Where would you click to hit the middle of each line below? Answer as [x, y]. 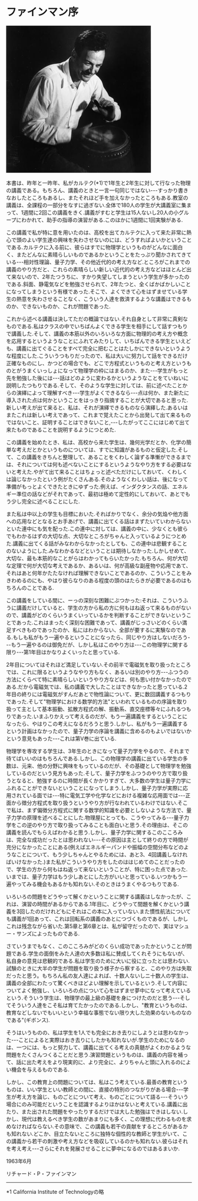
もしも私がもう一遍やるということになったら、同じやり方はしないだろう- [101, 637]
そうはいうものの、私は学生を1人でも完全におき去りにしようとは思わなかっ [98, 1033]
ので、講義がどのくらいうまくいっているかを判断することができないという [96, 615]
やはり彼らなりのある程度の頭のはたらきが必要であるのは [117, 580]
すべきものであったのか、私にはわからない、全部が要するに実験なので [96, 629]
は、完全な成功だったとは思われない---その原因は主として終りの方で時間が [97, 839]
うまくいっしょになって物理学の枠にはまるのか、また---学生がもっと [105, 371]
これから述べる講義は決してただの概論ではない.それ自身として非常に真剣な [97, 319]
